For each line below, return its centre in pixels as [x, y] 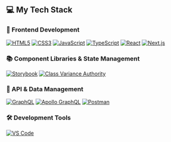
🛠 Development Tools [39, 118]
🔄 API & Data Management [45, 89]
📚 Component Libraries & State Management [73, 58]
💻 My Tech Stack [39, 10]
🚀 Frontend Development [43, 30]
